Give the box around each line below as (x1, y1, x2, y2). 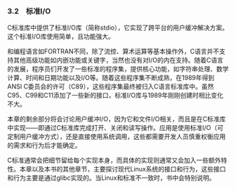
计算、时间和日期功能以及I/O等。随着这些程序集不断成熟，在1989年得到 (7, 74, 215, 82)
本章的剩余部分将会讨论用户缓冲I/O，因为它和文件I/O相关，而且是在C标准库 (7, 115, 226, 124)
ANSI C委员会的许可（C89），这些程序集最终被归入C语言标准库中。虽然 (7, 82, 214, 91)
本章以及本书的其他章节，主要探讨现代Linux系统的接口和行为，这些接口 (19, 165, 226, 174)
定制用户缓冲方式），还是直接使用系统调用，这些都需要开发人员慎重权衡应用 (7, 132, 226, 141)
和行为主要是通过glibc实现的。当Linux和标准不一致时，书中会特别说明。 (7, 174, 216, 182)
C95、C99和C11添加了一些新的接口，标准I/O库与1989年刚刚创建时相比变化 (7, 91, 223, 100)
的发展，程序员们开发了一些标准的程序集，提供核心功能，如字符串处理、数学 (7, 65, 229, 73)
